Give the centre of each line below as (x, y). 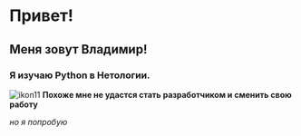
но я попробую (39, 121)
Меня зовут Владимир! (78, 49)
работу (24, 104)
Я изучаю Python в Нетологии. (80, 75)
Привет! (42, 16)
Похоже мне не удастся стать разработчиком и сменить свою (167, 94)
